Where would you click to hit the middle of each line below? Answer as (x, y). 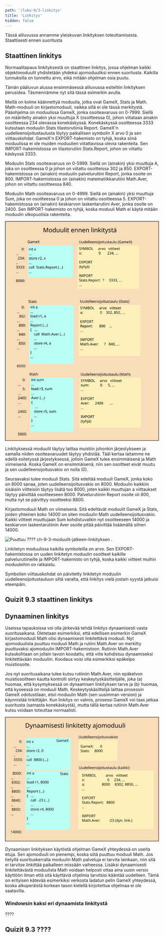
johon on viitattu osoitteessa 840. (39, 184)
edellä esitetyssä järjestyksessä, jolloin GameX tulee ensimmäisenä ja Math (81, 459)
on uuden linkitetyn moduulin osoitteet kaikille (80, 554)
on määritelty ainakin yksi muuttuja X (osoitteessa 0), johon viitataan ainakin (81, 118)
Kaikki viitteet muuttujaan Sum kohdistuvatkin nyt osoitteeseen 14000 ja (77, 519)
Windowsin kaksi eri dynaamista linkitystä (56, 903)
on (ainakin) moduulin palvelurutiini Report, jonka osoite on (93, 174)
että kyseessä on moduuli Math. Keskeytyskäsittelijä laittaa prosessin (74, 690)
